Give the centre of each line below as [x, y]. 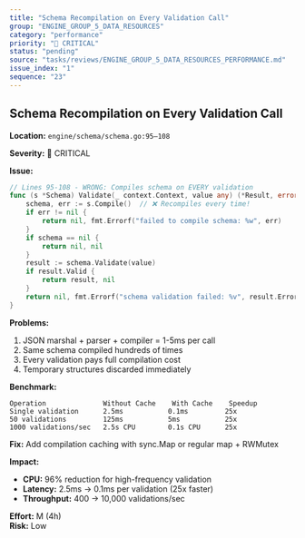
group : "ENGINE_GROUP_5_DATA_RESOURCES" [87, 26]
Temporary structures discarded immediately [107, 369]
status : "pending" [44, 52]
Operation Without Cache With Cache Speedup [133, 403]
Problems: [30, 322]
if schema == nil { [63, 238]
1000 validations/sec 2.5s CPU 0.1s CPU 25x [123, 427]
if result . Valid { [60, 272]
